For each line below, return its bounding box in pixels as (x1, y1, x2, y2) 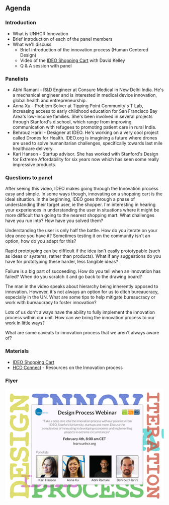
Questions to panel (5, 174, 53, 181)
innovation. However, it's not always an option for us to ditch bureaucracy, (5, 289, 159, 295)
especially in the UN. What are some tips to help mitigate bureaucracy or (5, 294, 156, 300)
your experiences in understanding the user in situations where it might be (5, 207, 159, 213)
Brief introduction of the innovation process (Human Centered (20, 46, 148, 52)
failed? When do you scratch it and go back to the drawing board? (5, 274, 142, 280)
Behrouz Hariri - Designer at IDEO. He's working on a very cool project (12, 129, 159, 135)
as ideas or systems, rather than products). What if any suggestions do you (5, 253, 161, 259)
